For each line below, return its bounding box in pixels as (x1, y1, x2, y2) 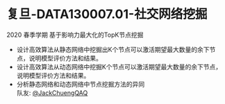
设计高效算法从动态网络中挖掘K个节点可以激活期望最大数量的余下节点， (16, 62, 222, 71)
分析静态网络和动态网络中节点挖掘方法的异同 (16, 80, 145, 88)
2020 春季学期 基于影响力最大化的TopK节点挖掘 (6, 31, 144, 39)
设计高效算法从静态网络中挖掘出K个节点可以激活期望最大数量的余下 (16, 45, 210, 53)
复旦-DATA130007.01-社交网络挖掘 (6, 6, 208, 22)
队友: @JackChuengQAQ (16, 88, 88, 97)
